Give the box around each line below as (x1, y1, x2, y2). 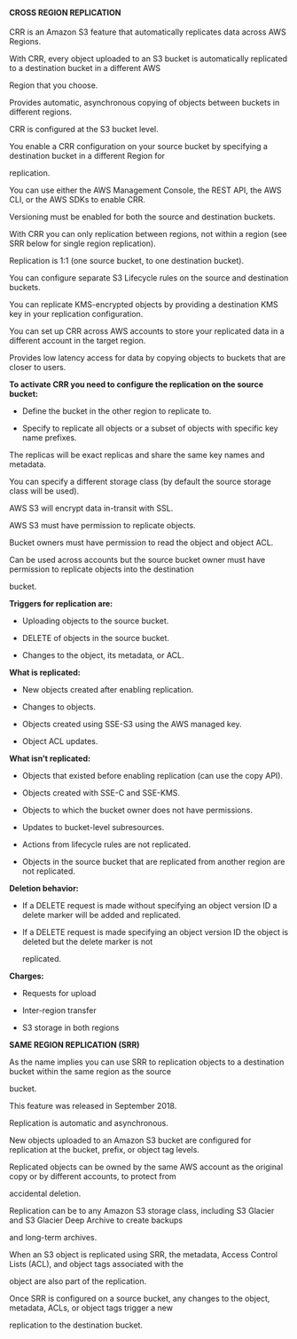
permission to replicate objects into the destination (9, 564, 195, 574)
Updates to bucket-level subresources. (21, 822, 165, 833)
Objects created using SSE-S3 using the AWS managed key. (21, 719, 242, 730)
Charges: (9, 971, 44, 981)
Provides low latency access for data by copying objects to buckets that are (9, 353, 286, 363)
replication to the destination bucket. (9, 1319, 144, 1331)
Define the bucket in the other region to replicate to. (21, 406, 212, 416)
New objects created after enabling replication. (21, 685, 194, 695)
